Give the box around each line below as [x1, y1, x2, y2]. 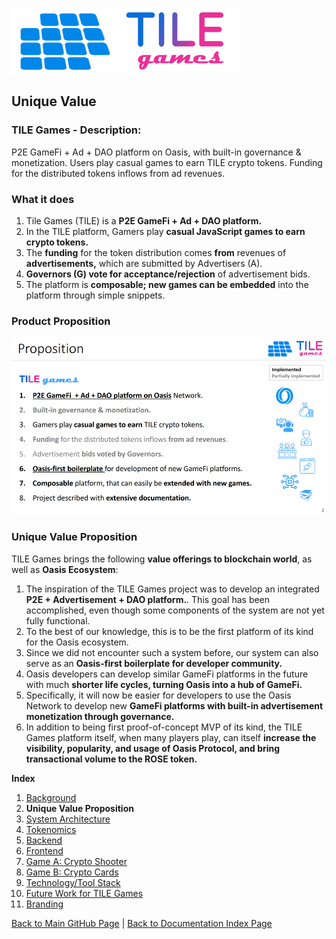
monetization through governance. [25, 710, 175, 722]
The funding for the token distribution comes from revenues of [25, 246, 287, 258]
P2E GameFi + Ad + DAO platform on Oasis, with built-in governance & [11, 146, 302, 158]
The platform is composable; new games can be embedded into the [25, 278, 309, 290]
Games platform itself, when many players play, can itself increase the [25, 731, 317, 743]
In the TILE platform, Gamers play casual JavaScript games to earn [25, 225, 306, 237]
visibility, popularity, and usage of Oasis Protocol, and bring [25, 742, 281, 754]
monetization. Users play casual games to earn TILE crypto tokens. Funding [11, 156, 323, 168]
